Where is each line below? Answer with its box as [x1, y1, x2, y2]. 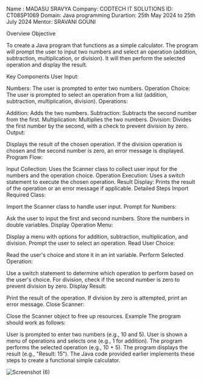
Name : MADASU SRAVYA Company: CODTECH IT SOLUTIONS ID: [6, 5, 174, 12]
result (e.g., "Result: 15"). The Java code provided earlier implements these [6, 350, 195, 357]
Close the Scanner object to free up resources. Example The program [6, 313, 181, 320]
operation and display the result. [6, 61, 88, 68]
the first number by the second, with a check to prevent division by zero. [6, 122, 189, 130]
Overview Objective [6, 30, 56, 37]
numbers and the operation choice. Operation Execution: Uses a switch [6, 172, 185, 179]
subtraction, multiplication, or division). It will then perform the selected [6, 55, 186, 61]
